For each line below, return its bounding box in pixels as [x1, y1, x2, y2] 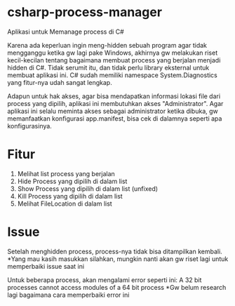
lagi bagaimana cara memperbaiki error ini [7, 291, 130, 299]
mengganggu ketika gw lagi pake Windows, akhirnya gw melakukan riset [7, 48, 218, 57]
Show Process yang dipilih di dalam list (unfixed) [17, 184, 159, 193]
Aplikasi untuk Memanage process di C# [7, 27, 124, 36]
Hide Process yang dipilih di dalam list [17, 177, 128, 185]
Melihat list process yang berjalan [17, 169, 116, 178]
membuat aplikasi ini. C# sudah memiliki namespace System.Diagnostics [7, 71, 217, 79]
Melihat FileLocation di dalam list [17, 199, 112, 208]
